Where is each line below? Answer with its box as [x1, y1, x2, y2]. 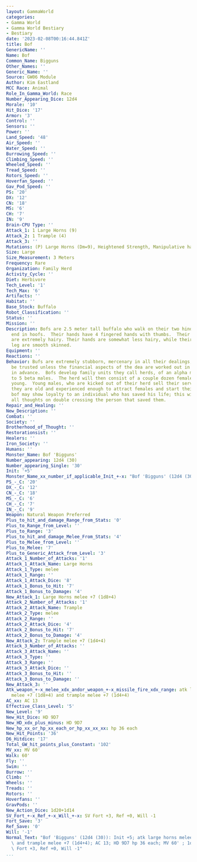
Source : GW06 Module [6, 74, 57, 80]
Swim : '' [6, 763, 28, 770]
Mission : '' [6, 320, 35, 327]
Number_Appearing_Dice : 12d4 [6, 96, 77, 102]
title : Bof [6, 42, 33, 48]
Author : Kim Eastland [6, 80, 59, 86]
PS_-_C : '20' [6, 479, 38, 485]
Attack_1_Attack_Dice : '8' [6, 577, 72, 583]
